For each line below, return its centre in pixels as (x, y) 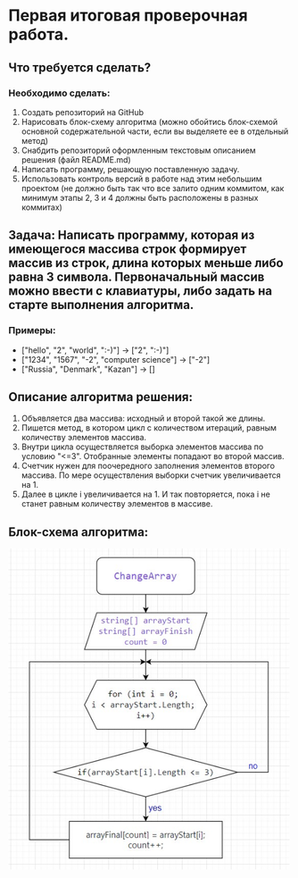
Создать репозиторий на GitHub (83, 112)
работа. (38, 34)
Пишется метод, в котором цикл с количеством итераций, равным (149, 428)
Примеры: (32, 330)
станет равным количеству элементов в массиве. (117, 504)
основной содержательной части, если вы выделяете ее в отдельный (155, 131)
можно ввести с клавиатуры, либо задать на (141, 291)
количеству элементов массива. (84, 438)
